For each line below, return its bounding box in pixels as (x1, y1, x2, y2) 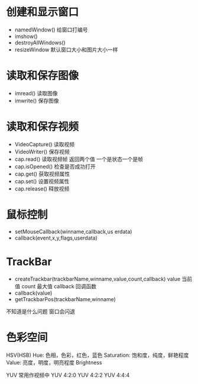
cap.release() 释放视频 (14, 185, 70, 192)
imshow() (14, 33, 38, 40)
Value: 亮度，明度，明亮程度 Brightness (6, 359, 102, 366)
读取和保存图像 (6, 69, 79, 83)
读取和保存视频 (6, 120, 79, 134)
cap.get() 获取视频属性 (14, 170, 70, 178)
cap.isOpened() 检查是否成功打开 (14, 163, 96, 170)
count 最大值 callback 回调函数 (21, 282, 97, 290)
